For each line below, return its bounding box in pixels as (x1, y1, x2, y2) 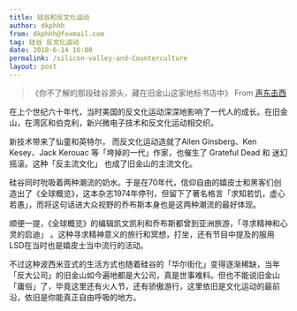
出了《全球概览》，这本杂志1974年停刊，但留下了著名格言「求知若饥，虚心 (16, 187, 286, 199)
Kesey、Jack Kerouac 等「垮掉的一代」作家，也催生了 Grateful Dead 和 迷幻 (9, 147, 288, 157)
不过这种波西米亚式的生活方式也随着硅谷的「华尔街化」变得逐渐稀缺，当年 (9, 258, 280, 269)
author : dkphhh (9, 21, 65, 30)
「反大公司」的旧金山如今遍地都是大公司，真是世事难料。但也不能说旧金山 (9, 269, 280, 280)
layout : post (9, 63, 57, 72)
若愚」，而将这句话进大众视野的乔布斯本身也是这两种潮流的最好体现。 (9, 199, 261, 209)
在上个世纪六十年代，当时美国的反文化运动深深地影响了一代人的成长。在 (9, 106, 272, 117)
